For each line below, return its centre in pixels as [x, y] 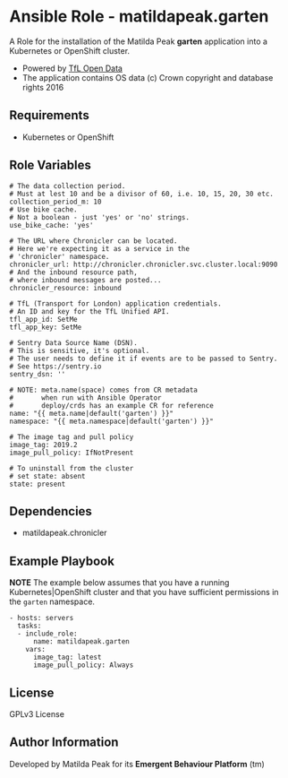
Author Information [64, 743]
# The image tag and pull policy [72, 437]
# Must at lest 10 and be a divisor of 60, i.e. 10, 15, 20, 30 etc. [142, 194]
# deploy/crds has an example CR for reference [112, 405]
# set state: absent [48, 476]
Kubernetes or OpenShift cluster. [70, 50]
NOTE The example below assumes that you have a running [119, 583]
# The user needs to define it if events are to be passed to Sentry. [144, 359]
